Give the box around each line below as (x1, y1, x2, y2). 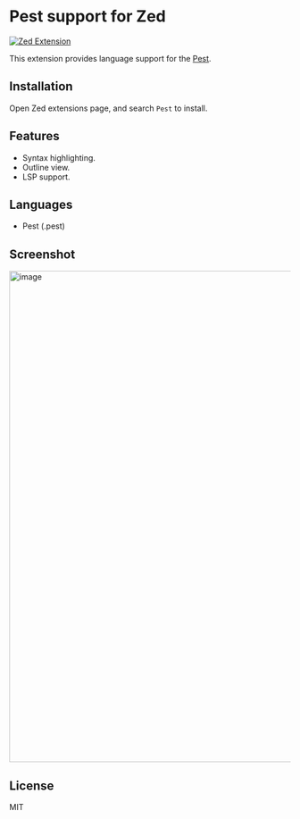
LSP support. (21, 171, 71, 182)
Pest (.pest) (21, 221, 65, 231)
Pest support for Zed (9, 6, 167, 27)
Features (9, 129, 60, 144)
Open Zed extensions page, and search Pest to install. (9, 103, 208, 113)
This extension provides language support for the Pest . (9, 53, 212, 63)
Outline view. (21, 162, 71, 172)
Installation (9, 79, 73, 95)
